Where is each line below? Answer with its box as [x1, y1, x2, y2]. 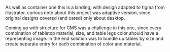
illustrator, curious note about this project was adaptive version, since [5, 10, 151, 16]
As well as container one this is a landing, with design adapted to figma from [5, 5, 165, 10]
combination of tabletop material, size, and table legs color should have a [5, 30, 158, 36]
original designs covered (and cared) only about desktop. [5, 15, 125, 21]
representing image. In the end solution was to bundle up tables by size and [5, 35, 164, 41]
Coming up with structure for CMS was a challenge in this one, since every [5, 25, 161, 31]
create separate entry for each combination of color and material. [5, 41, 142, 47]
